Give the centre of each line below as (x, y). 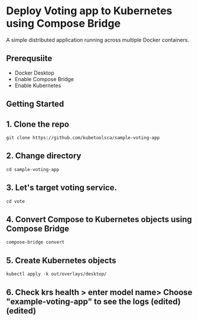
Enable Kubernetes (38, 85)
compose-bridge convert (35, 242)
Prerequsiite (29, 58)
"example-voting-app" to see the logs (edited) (94, 301)
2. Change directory (44, 156)
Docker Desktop (34, 73)
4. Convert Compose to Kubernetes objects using (99, 219)
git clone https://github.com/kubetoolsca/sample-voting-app (83, 137)
